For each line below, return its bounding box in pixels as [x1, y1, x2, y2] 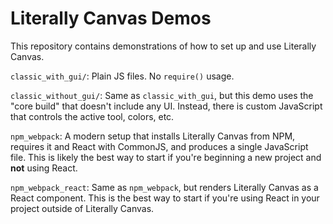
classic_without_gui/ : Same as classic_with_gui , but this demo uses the [10, 89, 314, 101]
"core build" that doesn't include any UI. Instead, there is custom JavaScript [10, 100, 323, 112]
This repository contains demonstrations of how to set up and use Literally [10, 40, 317, 52]
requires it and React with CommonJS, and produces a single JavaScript [10, 140, 309, 152]
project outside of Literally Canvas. [10, 202, 155, 214]
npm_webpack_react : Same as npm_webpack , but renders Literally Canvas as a [10, 181, 319, 193]
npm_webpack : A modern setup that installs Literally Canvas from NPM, [10, 130, 296, 142]
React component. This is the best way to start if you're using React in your [10, 192, 320, 204]
